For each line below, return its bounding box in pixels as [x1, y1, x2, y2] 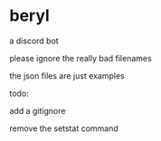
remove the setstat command [9, 123, 119, 134]
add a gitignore [9, 105, 66, 116]
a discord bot [9, 35, 59, 46]
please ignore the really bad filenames [9, 52, 152, 63]
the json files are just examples [9, 70, 125, 81]
